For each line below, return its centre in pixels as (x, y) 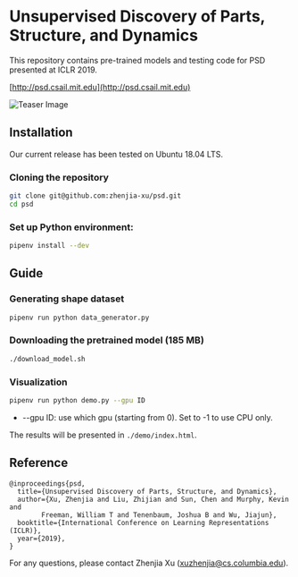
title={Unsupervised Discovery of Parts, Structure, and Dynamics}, (147, 491)
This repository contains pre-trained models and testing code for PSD (137, 60)
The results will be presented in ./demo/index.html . (103, 435)
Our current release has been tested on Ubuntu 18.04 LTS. (116, 154)
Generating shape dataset (67, 299)
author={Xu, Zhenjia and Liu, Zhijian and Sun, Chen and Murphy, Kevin (153, 499)
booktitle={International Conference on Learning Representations (143, 522)
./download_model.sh (48, 359)
